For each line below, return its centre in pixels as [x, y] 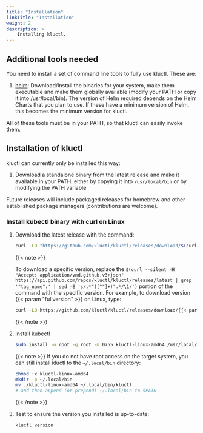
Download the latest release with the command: [75, 235]
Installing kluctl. [42, 35]
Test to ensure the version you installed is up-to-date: [82, 414]
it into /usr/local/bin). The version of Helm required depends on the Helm [106, 98]
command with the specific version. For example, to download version [103, 292]
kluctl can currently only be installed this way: [63, 163]
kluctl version [34, 425]
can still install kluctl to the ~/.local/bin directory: [78, 363]
